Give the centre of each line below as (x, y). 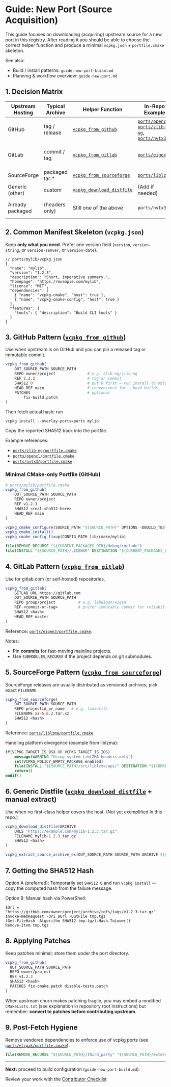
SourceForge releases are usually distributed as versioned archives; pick (81, 684)
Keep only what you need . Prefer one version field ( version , (68, 244)
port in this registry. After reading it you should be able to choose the (78, 40)
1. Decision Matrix (34, 92)
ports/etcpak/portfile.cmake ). (38, 1045)
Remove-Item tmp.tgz (27, 925)
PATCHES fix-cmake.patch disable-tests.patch (59, 986)
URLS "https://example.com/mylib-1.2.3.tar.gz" (66, 831)
